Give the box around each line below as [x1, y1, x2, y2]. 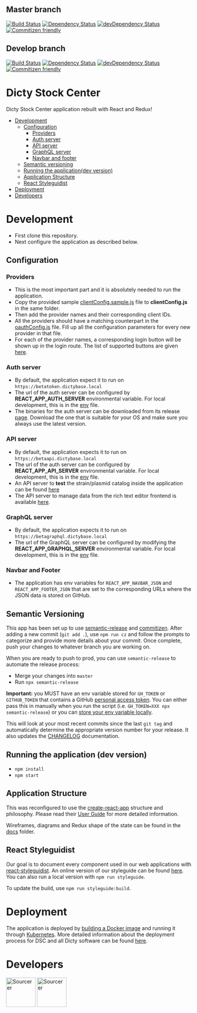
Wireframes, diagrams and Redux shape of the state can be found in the [6, 821, 181, 828]
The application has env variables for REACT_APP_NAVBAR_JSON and [14, 579, 172, 587]
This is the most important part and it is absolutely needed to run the [14, 286, 181, 293]
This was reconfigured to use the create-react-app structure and [6, 804, 163, 811]
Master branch [6, 5, 62, 15]
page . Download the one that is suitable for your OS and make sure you [14, 414, 188, 421]
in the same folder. [14, 305, 60, 312]
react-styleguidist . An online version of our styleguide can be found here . [6, 867, 184, 874]
